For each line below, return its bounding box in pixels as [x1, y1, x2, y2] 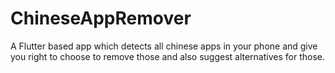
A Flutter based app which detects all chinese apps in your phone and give [10, 40, 318, 52]
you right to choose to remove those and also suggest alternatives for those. [10, 50, 325, 62]
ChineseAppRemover [10, 7, 192, 30]
